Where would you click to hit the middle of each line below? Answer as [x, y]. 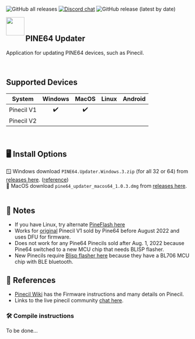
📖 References [31, 280]
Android [134, 99]
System [23, 99]
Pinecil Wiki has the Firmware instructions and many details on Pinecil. [99, 294]
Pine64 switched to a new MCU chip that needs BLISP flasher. [89, 249]
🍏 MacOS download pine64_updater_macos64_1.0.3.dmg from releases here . [97, 186]
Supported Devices [42, 83]
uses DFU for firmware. [43, 237]
